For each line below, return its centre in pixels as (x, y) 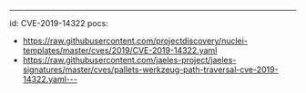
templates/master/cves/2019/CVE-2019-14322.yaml (120, 50)
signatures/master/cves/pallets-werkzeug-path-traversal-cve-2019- (151, 70)
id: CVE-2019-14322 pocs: (59, 23)
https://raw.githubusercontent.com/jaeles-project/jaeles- (129, 60)
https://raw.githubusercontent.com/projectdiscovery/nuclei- (135, 41)
